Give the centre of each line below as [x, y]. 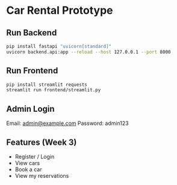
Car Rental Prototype [60, 11]
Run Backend [32, 33]
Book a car [28, 169]
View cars [27, 163]
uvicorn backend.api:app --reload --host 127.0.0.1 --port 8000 [88, 52]
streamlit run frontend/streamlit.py [54, 90]
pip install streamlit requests [47, 85]
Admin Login [31, 109]
